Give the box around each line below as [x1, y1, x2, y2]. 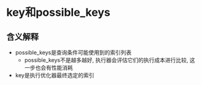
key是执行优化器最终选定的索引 [15, 72, 94, 79]
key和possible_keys [6, 5, 110, 19]
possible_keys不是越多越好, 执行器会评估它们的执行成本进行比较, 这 [24, 56, 195, 64]
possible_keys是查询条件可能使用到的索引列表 [15, 49, 132, 56]
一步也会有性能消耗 [24, 64, 74, 71]
